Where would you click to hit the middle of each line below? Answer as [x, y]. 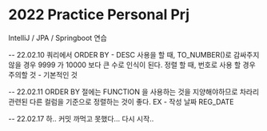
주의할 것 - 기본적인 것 [43, 74]
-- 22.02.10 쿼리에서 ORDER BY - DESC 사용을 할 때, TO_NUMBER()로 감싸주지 [134, 54]
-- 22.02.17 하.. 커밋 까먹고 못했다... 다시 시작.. [81, 118]
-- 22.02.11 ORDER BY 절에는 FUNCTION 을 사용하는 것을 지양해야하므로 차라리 [134, 91]
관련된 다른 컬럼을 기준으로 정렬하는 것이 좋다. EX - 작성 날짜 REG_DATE [121, 101]
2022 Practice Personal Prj [99, 15]
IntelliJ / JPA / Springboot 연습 [58, 38]
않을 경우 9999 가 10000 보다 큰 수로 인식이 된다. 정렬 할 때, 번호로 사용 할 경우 [132, 65]
